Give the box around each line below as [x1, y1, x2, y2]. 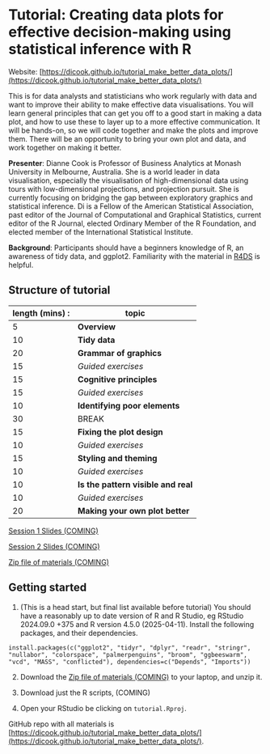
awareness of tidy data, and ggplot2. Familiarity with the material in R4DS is [8, 251, 260, 261]
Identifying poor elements [78, 400, 180, 411]
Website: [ [8, 66, 43, 76]
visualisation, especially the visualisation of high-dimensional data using [8, 176, 249, 185]
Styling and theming [78, 452, 158, 464]
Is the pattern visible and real [78, 479, 193, 490]
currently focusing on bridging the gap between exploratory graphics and [8, 193, 253, 202]
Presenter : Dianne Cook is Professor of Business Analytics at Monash [8, 158, 242, 167]
